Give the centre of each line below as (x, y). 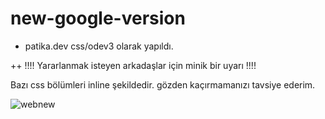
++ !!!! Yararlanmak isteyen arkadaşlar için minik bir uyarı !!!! (133, 65)
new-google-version (98, 18)
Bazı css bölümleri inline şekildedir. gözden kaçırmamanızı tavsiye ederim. (163, 84)
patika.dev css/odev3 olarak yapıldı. (99, 46)
